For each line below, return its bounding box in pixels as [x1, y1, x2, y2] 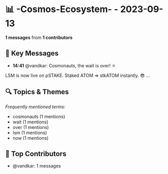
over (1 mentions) [12, 124, 49, 130]
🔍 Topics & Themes [5, 88, 69, 96]
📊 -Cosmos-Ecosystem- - [5, 4, 118, 15]
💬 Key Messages [5, 49, 59, 58]
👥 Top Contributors [5, 149, 67, 158]
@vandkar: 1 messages [12, 163, 61, 169]
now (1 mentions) [12, 135, 49, 141]
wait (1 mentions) [12, 119, 49, 125]
